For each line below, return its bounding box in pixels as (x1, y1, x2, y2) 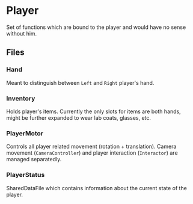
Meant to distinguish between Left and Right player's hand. (6, 79, 155, 86)
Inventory (6, 94, 35, 102)
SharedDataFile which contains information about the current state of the (6, 184, 188, 191)
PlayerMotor (6, 129, 44, 137)
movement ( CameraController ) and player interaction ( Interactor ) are (6, 149, 179, 156)
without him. (6, 29, 37, 37)
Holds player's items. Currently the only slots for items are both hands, (6, 108, 182, 115)
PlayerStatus (6, 171, 45, 179)
